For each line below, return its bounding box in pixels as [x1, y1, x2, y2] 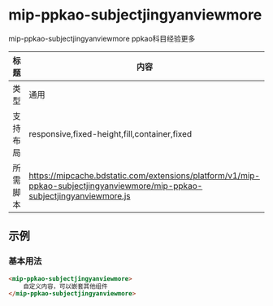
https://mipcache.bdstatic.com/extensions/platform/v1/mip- [28, 169, 260, 181]
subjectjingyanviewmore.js [28, 190, 131, 201]
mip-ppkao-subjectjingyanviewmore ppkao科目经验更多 [8, 33, 196, 43]
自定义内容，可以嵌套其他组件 [23, 282, 108, 291]
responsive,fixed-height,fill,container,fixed [28, 128, 193, 139]
